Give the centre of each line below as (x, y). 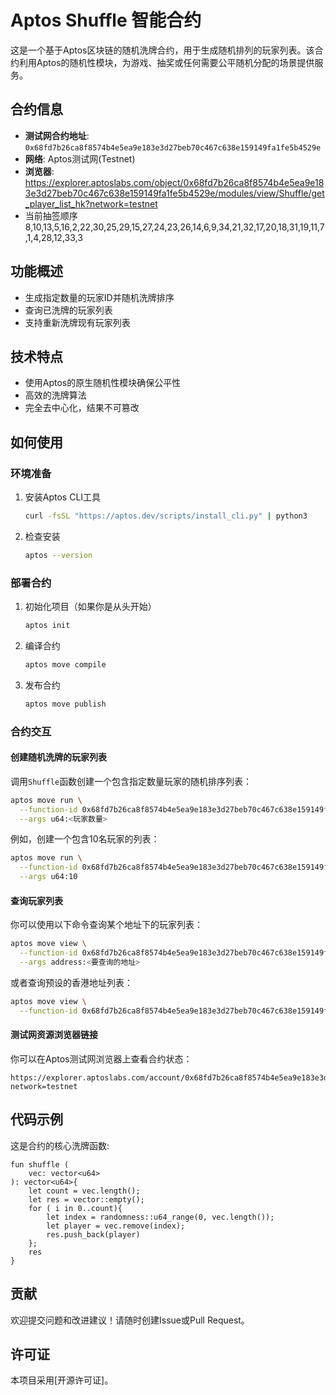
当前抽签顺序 (51, 215)
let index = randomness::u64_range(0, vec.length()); (160, 1217)
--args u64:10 (48, 877)
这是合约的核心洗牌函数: (60, 1145)
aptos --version (58, 555)
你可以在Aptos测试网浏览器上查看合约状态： (101, 1058)
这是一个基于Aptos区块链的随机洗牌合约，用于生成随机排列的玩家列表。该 (162, 50)
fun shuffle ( (40, 1164)
